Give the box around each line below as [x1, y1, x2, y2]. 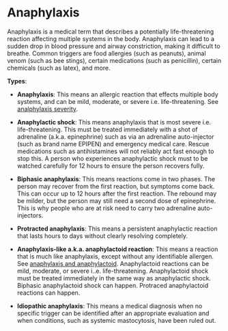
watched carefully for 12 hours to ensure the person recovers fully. [16, 161, 205, 170]
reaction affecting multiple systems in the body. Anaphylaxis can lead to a [7, 34, 215, 42]
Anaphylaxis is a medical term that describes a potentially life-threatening [7, 27, 214, 36]
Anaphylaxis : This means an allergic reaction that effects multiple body [16, 90, 218, 98]
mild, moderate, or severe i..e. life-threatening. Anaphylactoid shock [16, 267, 209, 275]
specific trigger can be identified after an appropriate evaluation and [16, 309, 210, 317]
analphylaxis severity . [16, 105, 79, 113]
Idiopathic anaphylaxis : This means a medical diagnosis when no [16, 302, 203, 310]
